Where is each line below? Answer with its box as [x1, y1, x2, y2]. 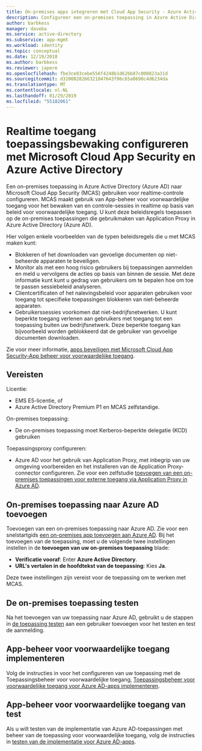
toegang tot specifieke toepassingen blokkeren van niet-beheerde [14, 296, 179, 303]
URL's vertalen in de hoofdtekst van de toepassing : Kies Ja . [14, 562, 167, 570]
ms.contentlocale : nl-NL [6, 87, 69, 93]
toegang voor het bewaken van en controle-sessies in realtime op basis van [6, 202, 194, 209]
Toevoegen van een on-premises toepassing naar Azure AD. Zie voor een [6, 525, 188, 532]
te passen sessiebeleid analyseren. [14, 282, 102, 290]
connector [14, 469, 41, 476]
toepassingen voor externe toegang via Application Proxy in [39, 476, 188, 483]
